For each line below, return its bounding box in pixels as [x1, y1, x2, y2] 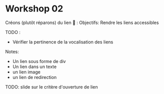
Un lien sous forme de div [12, 58, 66, 64]
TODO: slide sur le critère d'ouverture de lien [5, 83, 98, 90]
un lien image [12, 68, 41, 75]
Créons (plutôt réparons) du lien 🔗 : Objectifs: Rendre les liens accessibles [5, 19, 159, 25]
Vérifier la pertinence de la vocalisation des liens [12, 38, 113, 45]
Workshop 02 [5, 3, 63, 14]
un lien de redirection [12, 74, 57, 80]
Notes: [5, 48, 19, 54]
